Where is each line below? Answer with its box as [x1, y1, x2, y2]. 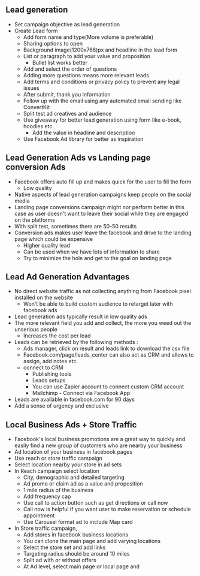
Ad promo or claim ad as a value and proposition [23, 480, 143, 487]
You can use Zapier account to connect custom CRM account [32, 383, 184, 390]
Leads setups [32, 377, 66, 384]
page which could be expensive [14, 235, 93, 242]
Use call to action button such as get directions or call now [23, 499, 168, 506]
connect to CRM [23, 364, 63, 371]
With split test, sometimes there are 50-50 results [14, 222, 137, 230]
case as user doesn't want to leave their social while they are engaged [14, 210, 189, 217]
